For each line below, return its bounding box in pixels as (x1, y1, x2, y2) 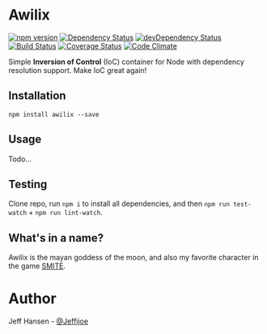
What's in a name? (8, 231, 104, 245)
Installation (8, 89, 66, 103)
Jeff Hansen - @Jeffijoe (8, 316, 89, 326)
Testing (8, 177, 48, 191)
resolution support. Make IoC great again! (8, 65, 147, 75)
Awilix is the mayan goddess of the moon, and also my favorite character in (8, 253, 259, 263)
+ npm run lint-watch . (28, 208, 103, 217)
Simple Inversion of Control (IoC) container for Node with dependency (8, 57, 245, 66)
